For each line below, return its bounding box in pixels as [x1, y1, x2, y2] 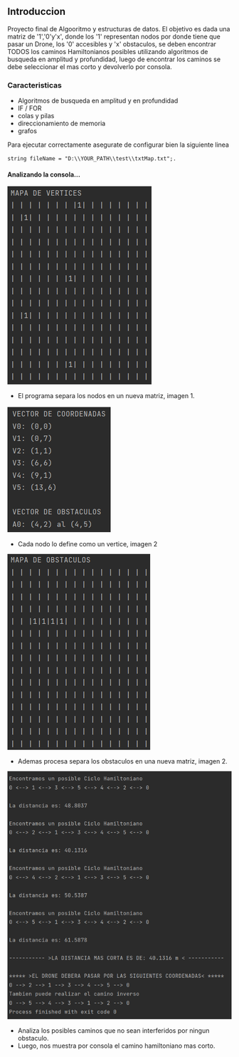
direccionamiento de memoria [17, 119, 106, 127]
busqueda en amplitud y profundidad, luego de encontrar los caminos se [7, 55, 221, 63]
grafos [17, 127, 38, 135]
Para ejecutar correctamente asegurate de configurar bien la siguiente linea [7, 140, 230, 149]
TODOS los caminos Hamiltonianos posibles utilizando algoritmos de [7, 47, 208, 56]
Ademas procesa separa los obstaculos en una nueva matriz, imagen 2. [17, 757, 228, 766]
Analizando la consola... [7, 170, 80, 179]
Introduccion [7, 6, 66, 18]
